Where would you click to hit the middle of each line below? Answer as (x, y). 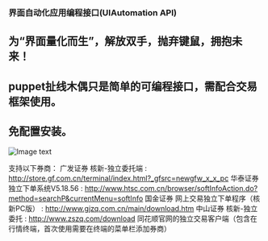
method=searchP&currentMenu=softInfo (76, 198)
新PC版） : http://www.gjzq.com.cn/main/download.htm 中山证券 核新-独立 (133, 208)
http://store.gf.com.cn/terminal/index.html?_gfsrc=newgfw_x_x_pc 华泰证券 (134, 178)
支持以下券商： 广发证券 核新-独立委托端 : (78, 168)
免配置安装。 (40, 132)
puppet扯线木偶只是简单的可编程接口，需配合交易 (133, 86)
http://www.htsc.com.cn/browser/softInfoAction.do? (171, 188)
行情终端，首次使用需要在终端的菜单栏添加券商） (90, 228)
